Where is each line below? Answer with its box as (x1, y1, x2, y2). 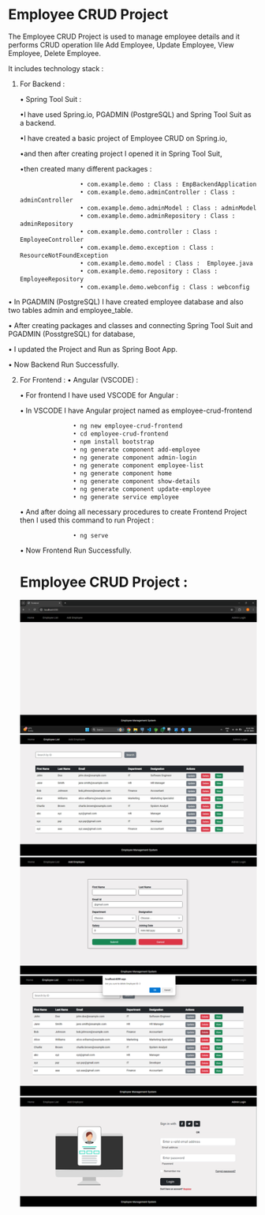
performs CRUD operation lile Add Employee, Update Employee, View (8, 40, 234, 49)
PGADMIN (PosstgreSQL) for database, (8, 329, 136, 338)
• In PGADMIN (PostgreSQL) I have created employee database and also (8, 296, 244, 306)
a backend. (19, 118, 57, 127)
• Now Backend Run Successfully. (8, 360, 120, 369)
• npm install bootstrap (73, 437, 155, 446)
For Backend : (19, 79, 65, 89)
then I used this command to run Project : (19, 515, 155, 525)
